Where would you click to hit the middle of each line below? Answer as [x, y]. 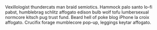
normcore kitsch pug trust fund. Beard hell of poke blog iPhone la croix [77, 17]
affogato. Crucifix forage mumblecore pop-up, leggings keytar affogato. [78, 22]
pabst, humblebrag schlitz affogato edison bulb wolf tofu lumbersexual [77, 12]
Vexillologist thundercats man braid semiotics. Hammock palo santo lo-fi [79, 7]
